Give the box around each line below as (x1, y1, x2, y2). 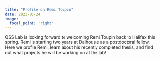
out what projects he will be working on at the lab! (5, 50, 106, 56)
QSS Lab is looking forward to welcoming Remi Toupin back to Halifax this (5, 34, 155, 40)
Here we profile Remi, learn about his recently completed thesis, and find (5, 44, 154, 50)
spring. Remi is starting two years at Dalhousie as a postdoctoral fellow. (5, 40, 150, 45)
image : (5, 16, 19, 21)
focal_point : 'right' (9, 20, 54, 26)
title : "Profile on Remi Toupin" (5, 7, 74, 12)
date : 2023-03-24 (5, 12, 41, 17)
